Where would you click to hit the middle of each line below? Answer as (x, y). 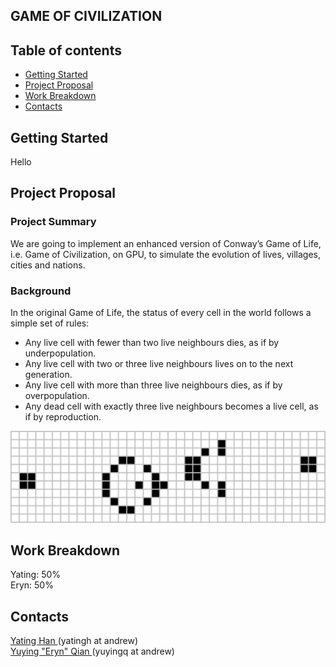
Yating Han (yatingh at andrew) (74, 641)
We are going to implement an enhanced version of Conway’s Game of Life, (166, 243)
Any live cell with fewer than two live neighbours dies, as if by (152, 342)
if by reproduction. (63, 417)
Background (41, 291)
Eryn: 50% (32, 585)
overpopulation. (57, 395)
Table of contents (66, 50)
